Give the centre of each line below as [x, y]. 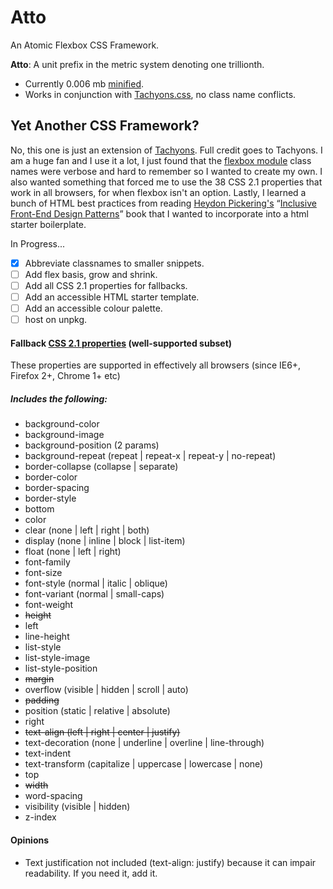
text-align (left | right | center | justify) [102, 732]
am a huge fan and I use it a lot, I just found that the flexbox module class [161, 160]
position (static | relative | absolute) [97, 711]
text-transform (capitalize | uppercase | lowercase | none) [144, 764]
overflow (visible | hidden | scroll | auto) [106, 690]
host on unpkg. [56, 320]
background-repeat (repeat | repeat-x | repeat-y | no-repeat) [150, 456]
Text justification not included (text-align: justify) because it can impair [170, 862]
